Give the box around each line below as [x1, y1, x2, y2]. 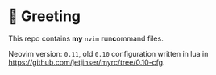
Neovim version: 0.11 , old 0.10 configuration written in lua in [8, 49, 209, 58]
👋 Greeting [8, 7, 81, 26]
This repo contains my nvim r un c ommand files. [8, 34, 164, 43]
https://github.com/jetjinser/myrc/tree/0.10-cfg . [8, 57, 165, 67]
